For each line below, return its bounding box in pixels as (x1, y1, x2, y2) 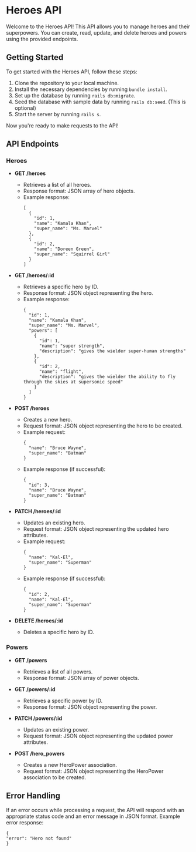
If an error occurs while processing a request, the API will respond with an (6, 806, 185, 813)
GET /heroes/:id (14, 272, 54, 279)
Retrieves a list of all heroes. (23, 181, 92, 188)
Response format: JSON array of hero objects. (23, 187, 135, 194)
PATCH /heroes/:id (14, 508, 61, 515)
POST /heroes (14, 405, 50, 412)
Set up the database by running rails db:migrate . (14, 92, 136, 99)
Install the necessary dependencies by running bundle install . (14, 86, 168, 93)
